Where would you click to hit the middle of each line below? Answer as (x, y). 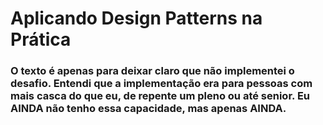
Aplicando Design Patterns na (136, 18)
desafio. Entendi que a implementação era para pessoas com (161, 84)
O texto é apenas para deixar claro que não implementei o (152, 71)
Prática (41, 39)
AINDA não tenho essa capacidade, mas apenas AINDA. (148, 109)
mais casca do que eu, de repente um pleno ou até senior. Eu (160, 96)
